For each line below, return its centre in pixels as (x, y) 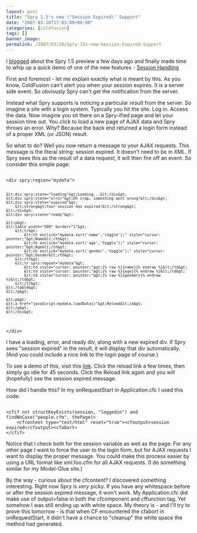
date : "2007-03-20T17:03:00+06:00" (50, 22)
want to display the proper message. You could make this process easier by (98, 456)
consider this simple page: (38, 164)
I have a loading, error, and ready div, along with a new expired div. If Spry (96, 342)
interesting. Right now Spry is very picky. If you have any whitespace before (98, 486)
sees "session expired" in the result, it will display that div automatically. (93, 348)
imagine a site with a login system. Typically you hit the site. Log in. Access (97, 109)
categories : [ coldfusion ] (38, 28)
